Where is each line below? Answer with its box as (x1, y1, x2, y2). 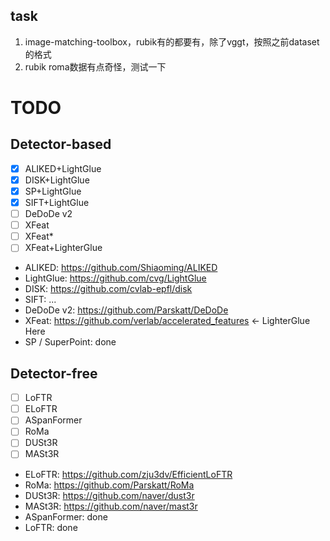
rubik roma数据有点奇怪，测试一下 (24, 60, 167, 73)
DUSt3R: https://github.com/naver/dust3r (24, 489, 195, 501)
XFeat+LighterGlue (24, 242, 103, 254)
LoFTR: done (24, 521, 78, 533)
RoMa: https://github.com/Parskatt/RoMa (24, 479, 195, 491)
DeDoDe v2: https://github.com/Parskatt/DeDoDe (24, 304, 229, 316)
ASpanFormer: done (24, 510, 108, 523)
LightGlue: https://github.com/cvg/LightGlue (24, 272, 207, 284)
